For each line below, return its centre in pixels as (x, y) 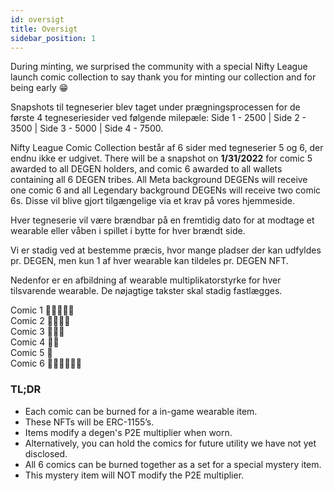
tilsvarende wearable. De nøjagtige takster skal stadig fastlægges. (146, 291)
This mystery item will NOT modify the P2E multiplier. (134, 475)
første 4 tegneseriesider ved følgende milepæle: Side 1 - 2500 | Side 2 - (158, 118)
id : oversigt (37, 19)
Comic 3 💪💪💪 (37, 332)
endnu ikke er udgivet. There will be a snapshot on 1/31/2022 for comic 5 (161, 158)
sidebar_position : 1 (53, 38)
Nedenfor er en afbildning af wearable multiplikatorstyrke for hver (146, 280)
